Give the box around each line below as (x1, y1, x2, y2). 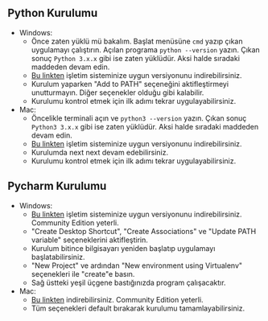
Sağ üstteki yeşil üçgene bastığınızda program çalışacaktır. (31, 278, 226, 287)
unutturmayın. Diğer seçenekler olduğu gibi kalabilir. (31, 88, 204, 97)
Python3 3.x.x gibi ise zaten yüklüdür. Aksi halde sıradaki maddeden (31, 121, 259, 131)
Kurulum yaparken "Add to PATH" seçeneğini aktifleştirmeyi (31, 79, 229, 88)
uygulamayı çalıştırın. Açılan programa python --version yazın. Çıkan (31, 44, 261, 55)
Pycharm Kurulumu (7, 179, 107, 193)
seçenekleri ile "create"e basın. (31, 269, 135, 278)
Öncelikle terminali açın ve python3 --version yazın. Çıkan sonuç (31, 113, 247, 123)
